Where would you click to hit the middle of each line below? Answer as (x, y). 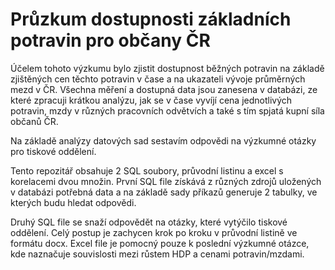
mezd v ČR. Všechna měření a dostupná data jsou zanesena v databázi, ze (164, 89)
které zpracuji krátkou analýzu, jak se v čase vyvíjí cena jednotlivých (151, 100)
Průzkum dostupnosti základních (151, 19)
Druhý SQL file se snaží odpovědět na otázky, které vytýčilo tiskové (149, 222)
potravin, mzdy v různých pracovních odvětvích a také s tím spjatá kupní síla (167, 110)
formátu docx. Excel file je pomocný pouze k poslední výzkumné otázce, (160, 243)
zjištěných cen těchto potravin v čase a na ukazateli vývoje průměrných (158, 79)
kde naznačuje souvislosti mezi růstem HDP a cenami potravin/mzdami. (157, 254)
